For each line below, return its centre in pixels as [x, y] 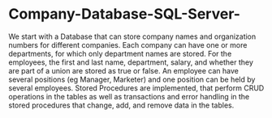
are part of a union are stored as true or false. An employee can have [124, 70]
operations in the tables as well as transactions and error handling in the [129, 96]
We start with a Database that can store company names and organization [132, 36]
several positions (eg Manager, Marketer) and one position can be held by [132, 79]
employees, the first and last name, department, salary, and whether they [131, 62]
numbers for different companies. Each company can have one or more [128, 44]
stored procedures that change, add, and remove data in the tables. [121, 105]
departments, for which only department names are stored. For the [120, 53]
